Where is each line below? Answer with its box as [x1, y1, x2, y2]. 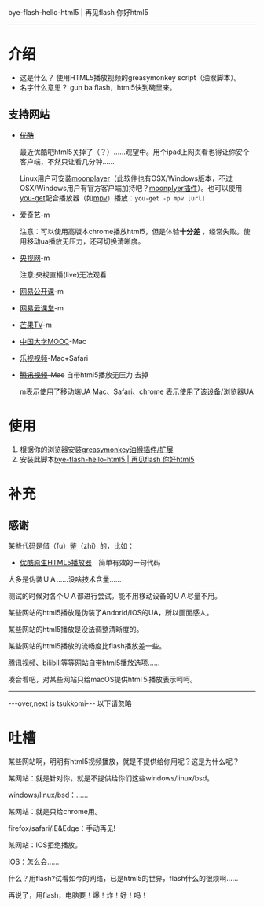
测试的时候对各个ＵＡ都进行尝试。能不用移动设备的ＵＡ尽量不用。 [8, 591, 222, 600]
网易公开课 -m [19, 286, 64, 296]
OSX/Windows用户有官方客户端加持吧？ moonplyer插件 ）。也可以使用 [19, 183, 243, 193]
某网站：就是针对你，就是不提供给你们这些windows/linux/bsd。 [8, 773, 214, 783]
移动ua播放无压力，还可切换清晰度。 [26, 236, 145, 246]
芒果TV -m [19, 320, 53, 329]
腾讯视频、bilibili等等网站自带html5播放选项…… [8, 658, 160, 667]
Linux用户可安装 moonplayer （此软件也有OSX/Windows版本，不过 [19, 173, 233, 183]
